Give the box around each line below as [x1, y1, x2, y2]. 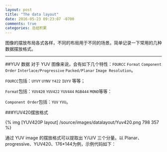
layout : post [5, 7, 32, 12]
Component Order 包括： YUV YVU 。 [5, 99, 71, 105]
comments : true [5, 21, 37, 26]
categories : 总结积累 [5, 26, 47, 31]
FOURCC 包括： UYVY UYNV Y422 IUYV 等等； [5, 78, 85, 84]
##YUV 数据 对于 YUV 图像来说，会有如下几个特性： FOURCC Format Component [5, 61, 162, 67]
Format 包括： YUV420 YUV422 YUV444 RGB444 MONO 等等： [5, 89, 112, 95]
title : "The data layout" [5, 12, 59, 17]
